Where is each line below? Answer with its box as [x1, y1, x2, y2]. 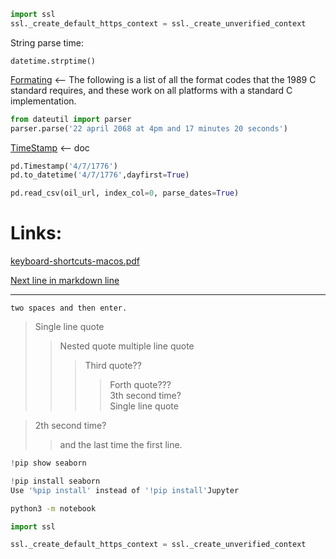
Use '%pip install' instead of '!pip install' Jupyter [10, 485, 240, 495]
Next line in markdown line [10, 275, 120, 287]
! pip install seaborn [10, 476, 101, 486]
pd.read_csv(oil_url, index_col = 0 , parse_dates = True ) [10, 188, 240, 199]
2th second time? [34, 420, 107, 432]
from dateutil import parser [10, 114, 132, 124]
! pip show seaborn [10, 458, 87, 469]
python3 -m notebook [10, 503, 97, 514]
